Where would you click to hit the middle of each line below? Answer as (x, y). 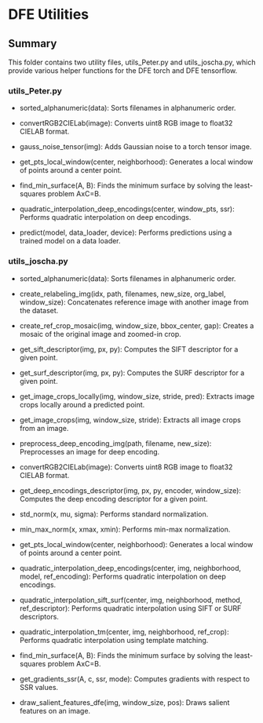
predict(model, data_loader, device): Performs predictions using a (126, 232)
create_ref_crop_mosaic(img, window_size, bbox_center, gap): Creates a (137, 325)
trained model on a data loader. (70, 241)
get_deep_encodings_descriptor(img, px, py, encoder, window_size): (130, 490)
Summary (33, 44)
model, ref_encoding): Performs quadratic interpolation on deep (122, 576)
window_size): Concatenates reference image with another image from (134, 302)
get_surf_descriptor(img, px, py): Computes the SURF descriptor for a (132, 372)
